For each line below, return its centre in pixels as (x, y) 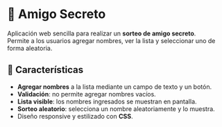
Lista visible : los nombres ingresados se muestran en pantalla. (107, 101)
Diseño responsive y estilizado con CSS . (75, 116)
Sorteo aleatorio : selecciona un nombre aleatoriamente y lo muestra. (116, 109)
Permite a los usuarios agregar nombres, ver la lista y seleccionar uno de (111, 40)
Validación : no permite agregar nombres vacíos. (86, 94)
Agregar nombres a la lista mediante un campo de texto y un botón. (114, 87)
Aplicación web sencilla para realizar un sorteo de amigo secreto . (102, 33)
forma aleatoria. (30, 48)
